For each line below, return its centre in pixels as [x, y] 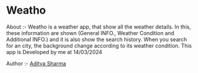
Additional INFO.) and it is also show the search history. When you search [97, 39]
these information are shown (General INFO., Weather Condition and [90, 33]
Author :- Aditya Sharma [36, 64]
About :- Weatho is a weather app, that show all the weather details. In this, [99, 27]
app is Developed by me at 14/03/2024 [54, 52]
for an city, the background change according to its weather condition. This [99, 46]
